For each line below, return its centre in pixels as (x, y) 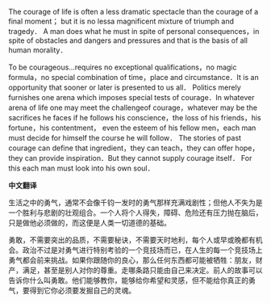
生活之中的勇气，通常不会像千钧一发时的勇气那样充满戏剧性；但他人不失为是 (135, 202)
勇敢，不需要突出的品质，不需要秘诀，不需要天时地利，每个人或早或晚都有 (132, 240)
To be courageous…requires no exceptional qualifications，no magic (123, 67)
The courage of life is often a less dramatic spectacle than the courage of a (133, 12)
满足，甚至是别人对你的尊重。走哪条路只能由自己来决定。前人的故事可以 (142, 270)
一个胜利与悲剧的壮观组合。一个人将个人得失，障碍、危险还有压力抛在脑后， (135, 213)
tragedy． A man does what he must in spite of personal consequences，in (134, 31)
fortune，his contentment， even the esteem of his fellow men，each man (132, 128)
